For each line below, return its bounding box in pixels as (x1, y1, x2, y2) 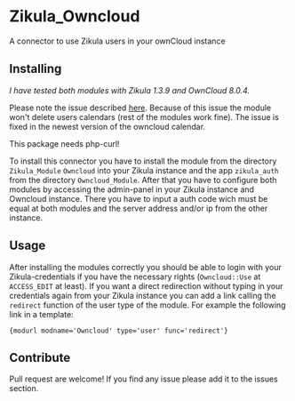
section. (9, 383, 39, 394)
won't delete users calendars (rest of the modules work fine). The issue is (9, 111, 280, 122)
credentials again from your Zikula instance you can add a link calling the (9, 290, 277, 301)
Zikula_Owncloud (9, 6, 140, 27)
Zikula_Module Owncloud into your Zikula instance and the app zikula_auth (9, 164, 279, 175)
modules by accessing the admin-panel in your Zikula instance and (9, 184, 255, 195)
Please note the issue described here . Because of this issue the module (9, 102, 272, 113)
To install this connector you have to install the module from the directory (9, 156, 277, 166)
